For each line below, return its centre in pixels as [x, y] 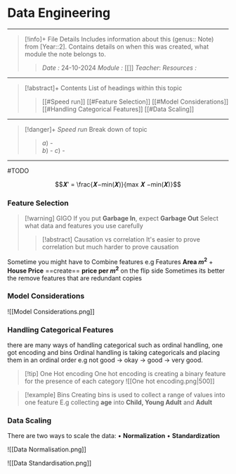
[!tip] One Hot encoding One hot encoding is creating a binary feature [125, 374]
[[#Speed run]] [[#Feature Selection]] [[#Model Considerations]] [135, 101]
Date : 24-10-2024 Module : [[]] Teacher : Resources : [119, 68]
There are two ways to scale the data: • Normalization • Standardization [113, 436]
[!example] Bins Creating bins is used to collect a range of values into [125, 395]
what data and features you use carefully [84, 226]
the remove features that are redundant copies [75, 278]
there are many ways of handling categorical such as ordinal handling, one [115, 345]
